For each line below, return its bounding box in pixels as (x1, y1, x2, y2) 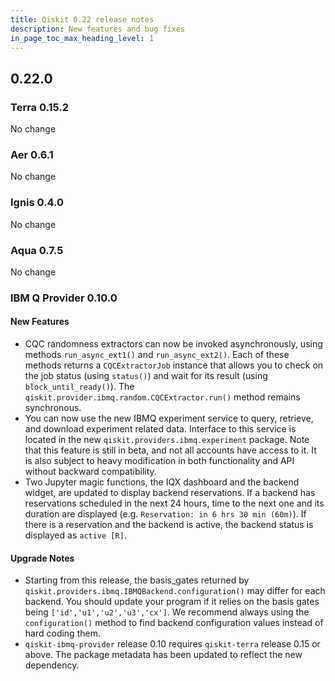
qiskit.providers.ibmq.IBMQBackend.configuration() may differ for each (24, 585, 326, 597)
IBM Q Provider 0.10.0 (10, 291, 118, 305)
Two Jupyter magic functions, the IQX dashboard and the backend (24, 476, 300, 488)
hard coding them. (24, 627, 101, 640)
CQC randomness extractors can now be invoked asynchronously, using (24, 338, 323, 350)
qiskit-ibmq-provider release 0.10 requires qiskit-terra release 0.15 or (24, 638, 321, 650)
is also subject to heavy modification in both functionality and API (24, 455, 295, 467)
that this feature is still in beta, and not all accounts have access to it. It (24, 444, 317, 456)
